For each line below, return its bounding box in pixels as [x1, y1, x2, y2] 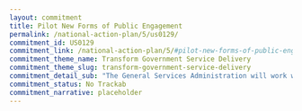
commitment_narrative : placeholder [9, 88, 143, 97]
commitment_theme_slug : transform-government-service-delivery [9, 64, 252, 73]
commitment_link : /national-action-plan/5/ [9, 47, 175, 55]
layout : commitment [9, 13, 83, 22]
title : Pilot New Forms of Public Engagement [9, 21, 182, 30]
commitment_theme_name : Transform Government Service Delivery [9, 55, 252, 64]
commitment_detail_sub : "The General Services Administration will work [9, 72, 288, 81]
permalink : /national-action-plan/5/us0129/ [9, 30, 179, 38]
